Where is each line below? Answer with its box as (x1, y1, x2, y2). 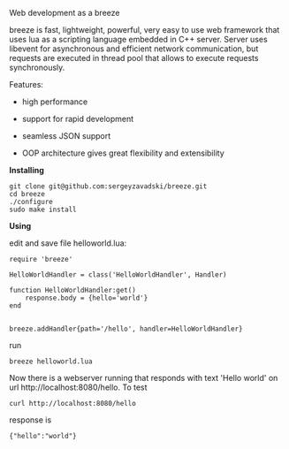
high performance (21, 96, 88, 107)
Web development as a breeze (9, 8, 120, 18)
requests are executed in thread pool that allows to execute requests (9, 53, 259, 63)
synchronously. (9, 62, 65, 72)
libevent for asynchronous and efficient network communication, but (9, 43, 259, 54)
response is (9, 415, 52, 425)
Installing (9, 165, 44, 175)
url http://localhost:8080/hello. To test (9, 382, 148, 392)
